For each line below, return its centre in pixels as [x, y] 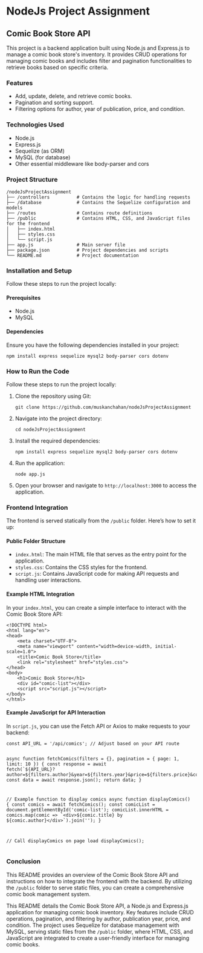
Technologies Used [35, 125]
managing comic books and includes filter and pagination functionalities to [99, 61]
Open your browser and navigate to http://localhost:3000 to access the [106, 485]
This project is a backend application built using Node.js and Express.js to [98, 48]
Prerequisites [24, 297]
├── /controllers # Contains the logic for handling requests [98, 197]
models [14, 208]
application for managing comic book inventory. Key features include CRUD [100, 912]
